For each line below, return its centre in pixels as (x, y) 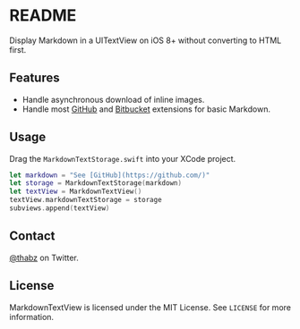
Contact (32, 236)
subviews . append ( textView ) (60, 208)
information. (32, 316)
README (43, 16)
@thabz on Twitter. (44, 257)
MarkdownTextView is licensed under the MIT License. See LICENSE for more (150, 307)
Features (34, 78)
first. (18, 49)
